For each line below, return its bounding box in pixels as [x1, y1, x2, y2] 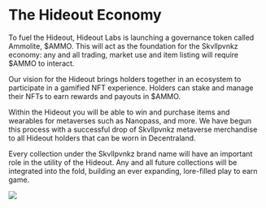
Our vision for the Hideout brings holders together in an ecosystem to [8, 74, 242, 84]
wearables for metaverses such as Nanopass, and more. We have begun [8, 115, 252, 125]
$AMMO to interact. [8, 58, 75, 68]
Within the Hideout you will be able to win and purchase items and [8, 107, 230, 117]
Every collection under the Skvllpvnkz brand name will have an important [8, 149, 253, 158]
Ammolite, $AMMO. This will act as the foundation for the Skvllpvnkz [8, 41, 238, 50]
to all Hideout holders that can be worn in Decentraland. [8, 132, 197, 143]
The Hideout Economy [8, 6, 162, 24]
